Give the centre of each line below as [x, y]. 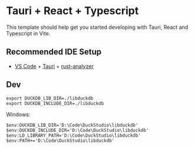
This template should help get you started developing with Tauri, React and [97, 27]
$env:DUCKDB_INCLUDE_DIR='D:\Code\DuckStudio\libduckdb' [78, 130]
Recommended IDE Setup [54, 52]
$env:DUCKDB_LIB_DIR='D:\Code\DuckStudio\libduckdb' [72, 125]
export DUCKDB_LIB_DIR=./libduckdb [50, 98]
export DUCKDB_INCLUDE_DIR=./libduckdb [55, 103]
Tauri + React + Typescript [73, 11]
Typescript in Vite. [28, 33]
